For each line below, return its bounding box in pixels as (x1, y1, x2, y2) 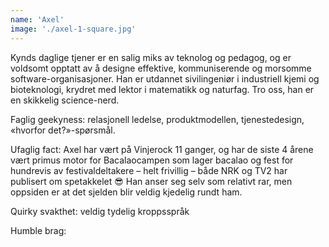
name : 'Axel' (10, 14, 65, 25)
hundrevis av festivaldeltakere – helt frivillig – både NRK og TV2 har (10, 164, 288, 176)
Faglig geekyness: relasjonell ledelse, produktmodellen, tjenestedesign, (10, 113, 305, 125)
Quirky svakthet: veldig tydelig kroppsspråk (10, 205, 190, 217)
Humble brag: (10, 224, 67, 236)
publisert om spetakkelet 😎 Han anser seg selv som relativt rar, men (10, 175, 293, 187)
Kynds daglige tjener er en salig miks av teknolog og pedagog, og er (10, 51, 292, 63)
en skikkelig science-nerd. (10, 94, 120, 106)
